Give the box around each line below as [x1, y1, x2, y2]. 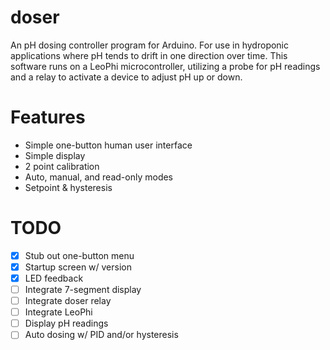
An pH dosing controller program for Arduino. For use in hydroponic [10, 39, 290, 51]
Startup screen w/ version [24, 261, 133, 273]
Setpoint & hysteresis [24, 181, 113, 193]
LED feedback [24, 272, 84, 284]
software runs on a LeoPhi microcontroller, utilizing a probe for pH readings [10, 60, 321, 72]
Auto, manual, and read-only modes [24, 171, 174, 183]
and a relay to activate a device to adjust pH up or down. [10, 71, 243, 83]
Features [10, 106, 86, 129]
